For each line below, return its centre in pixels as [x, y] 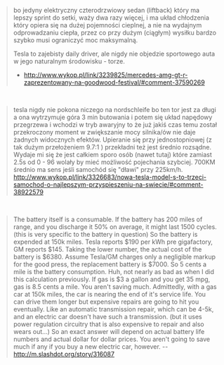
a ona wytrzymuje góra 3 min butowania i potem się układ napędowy [113, 117]
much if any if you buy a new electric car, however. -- [91, 347]
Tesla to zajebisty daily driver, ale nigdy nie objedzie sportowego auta [114, 54]
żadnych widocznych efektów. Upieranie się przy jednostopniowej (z [112, 140]
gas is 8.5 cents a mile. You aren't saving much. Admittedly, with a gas [115, 287]
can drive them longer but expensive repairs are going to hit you [106, 302]
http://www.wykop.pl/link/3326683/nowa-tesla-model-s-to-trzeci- [110, 177]
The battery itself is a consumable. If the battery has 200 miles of [108, 219]
